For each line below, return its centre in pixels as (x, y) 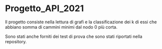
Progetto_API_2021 (44, 8)
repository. (16, 41)
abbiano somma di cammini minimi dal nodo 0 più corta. (61, 27)
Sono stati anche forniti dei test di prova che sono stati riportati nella (74, 36)
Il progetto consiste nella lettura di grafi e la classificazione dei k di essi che (81, 22)
